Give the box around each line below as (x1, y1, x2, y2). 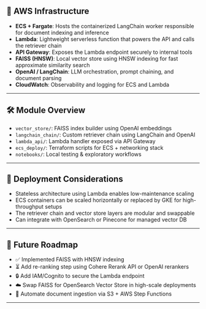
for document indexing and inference (15, 29, 109, 36)
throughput (15, 203, 44, 210)
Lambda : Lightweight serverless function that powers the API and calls (15, 35, 195, 43)
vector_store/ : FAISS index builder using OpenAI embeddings (15, 124, 172, 132)
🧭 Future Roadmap (6, 239, 78, 250)
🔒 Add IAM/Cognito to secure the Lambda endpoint (15, 272, 145, 280)
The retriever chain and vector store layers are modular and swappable (15, 209, 195, 217)
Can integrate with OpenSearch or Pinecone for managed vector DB (15, 216, 187, 223)
